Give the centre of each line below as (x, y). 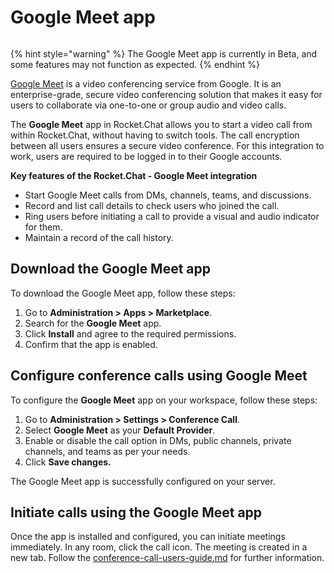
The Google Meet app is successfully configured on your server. (143, 481)
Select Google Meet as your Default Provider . (120, 430)
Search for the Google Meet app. (93, 323)
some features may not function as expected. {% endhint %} (135, 64)
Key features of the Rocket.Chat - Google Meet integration (134, 175)
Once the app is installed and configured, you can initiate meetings (148, 537)
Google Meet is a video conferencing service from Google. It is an (146, 83)
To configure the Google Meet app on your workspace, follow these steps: (164, 400)
